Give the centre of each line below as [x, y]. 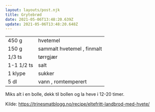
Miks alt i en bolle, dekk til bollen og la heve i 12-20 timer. [65, 94]
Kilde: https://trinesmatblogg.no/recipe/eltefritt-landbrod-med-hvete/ [77, 104]
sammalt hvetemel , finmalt [70, 49]
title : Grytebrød [24, 15]
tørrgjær [48, 57]
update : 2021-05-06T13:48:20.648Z [42, 24]
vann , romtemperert [62, 82]
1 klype [17, 73]
